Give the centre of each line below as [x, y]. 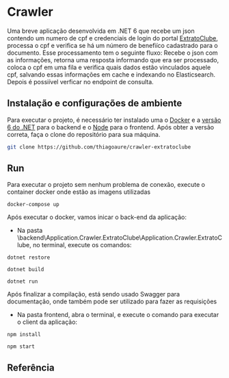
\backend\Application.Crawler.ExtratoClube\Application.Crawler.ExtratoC [120, 238]
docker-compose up [33, 205]
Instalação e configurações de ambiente [95, 103]
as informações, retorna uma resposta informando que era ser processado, [113, 60]
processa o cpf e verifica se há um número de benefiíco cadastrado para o [112, 45]
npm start [21, 346]
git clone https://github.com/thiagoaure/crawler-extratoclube [99, 147]
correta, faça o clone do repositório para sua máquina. [84, 134]
